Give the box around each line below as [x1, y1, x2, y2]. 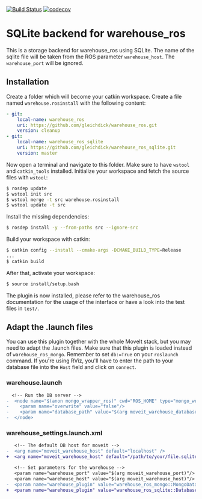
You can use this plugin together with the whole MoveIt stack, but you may [6, 338, 191, 346]
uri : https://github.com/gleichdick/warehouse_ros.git [17, 122, 158, 128]
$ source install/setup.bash [6, 280, 79, 287]
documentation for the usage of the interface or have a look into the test [6, 298, 185, 305]
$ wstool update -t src [6, 202, 66, 208]
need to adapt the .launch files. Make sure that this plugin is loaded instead [6, 344, 192, 352]
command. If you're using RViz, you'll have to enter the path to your [6, 357, 173, 364]
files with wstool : [6, 173, 48, 181]
